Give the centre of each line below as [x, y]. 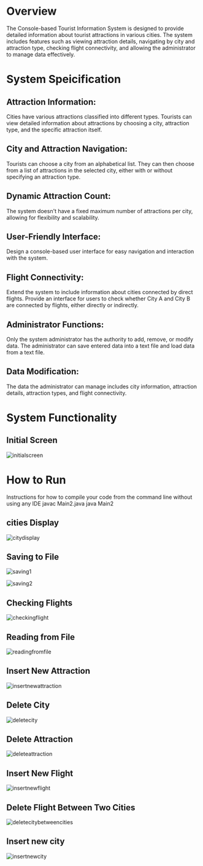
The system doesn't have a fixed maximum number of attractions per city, [100, 211]
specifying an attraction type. [44, 177]
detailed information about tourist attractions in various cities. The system [100, 34]
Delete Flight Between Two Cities [71, 807]
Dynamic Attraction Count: [59, 196]
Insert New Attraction [48, 671]
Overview [32, 11]
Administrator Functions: [55, 325]
